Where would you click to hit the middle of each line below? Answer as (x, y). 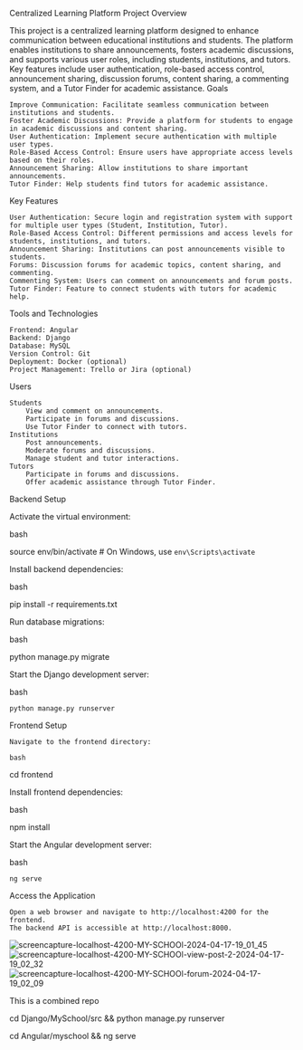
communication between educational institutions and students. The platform (151, 40)
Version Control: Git (50, 354)
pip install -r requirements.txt (63, 604)
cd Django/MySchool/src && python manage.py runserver (117, 1018)
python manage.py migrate (60, 657)
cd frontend (31, 774)
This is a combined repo (54, 1001)
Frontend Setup (38, 725)
